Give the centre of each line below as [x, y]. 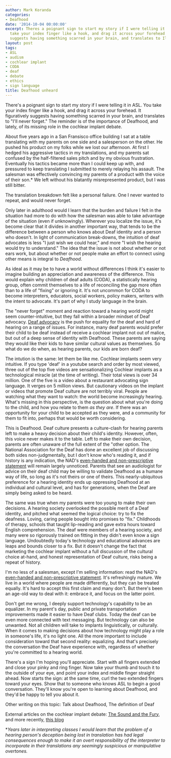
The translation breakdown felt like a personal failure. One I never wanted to [85, 195]
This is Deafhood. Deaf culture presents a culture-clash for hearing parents [84, 428]
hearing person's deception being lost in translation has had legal [75, 735]
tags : [11, 48]
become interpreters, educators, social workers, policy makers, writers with [84, 296]
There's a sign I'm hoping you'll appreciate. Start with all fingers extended [83, 662]
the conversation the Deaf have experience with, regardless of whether [80, 647]
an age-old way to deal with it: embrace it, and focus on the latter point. [80, 594]
